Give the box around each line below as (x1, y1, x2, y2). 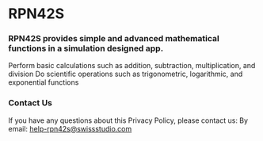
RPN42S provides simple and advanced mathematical (8, 33, 219, 44)
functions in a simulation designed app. (8, 43, 164, 54)
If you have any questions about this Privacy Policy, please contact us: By (8, 116, 248, 125)
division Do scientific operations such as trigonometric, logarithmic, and (8, 69, 243, 79)
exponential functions (8, 78, 79, 87)
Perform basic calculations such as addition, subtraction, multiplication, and (8, 61, 256, 70)
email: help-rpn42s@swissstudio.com (8, 124, 132, 133)
